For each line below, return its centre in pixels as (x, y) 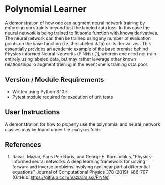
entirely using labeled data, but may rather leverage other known (71, 59)
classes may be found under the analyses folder (54, 129)
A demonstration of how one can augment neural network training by (75, 23)
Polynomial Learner (46, 9)
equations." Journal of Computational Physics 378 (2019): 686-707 (80, 172)
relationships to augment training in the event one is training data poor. (77, 64)
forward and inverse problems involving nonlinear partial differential (81, 167)
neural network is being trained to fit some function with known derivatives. (82, 33)
